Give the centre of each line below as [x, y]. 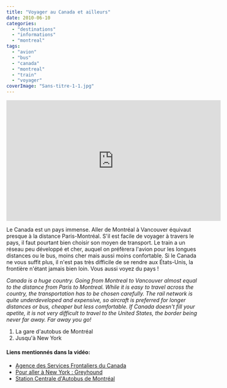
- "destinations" [34, 29]
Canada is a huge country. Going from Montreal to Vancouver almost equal [102, 280]
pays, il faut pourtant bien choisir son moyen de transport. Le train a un [96, 242]
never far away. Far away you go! [49, 320]
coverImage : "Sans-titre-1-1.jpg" [50, 86]
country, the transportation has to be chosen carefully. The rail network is [99, 294]
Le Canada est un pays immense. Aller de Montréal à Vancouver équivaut [99, 230]
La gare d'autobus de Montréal [54, 331]
